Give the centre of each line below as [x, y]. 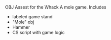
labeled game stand [32, 17]
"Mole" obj [23, 22]
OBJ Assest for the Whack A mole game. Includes [56, 7]
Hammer [21, 27]
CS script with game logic [38, 32]
